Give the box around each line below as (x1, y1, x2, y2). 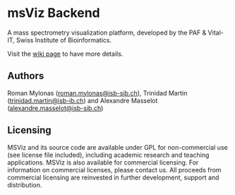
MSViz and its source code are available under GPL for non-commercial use (7, 143, 228, 151)
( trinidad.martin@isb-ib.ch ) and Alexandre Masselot (7, 96, 158, 105)
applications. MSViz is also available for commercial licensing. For (7, 158, 199, 167)
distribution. (7, 180, 42, 189)
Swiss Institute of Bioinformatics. (16, 35, 112, 44)
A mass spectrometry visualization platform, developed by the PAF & (7, 28, 207, 37)
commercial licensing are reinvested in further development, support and (7, 173, 219, 182)
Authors (7, 70, 44, 82)
